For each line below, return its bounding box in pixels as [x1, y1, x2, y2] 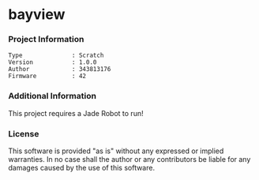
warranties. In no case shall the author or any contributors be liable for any [8, 155, 251, 164]
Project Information [8, 34, 84, 45]
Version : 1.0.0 [8, 58, 97, 66]
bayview [8, 6, 66, 24]
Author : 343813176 [8, 66, 111, 73]
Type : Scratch [8, 51, 104, 60]
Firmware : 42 [8, 73, 87, 81]
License [8, 128, 39, 139]
